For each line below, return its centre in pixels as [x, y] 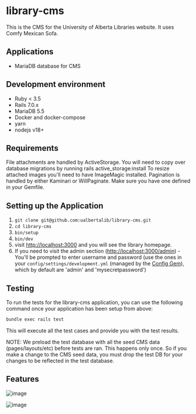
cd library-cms [33, 227]
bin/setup [27, 233]
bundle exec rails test [35, 319]
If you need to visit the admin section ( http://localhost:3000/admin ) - [97, 251]
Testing [20, 288]
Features [23, 379]
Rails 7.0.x [27, 105]
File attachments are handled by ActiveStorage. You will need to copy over [96, 162]
